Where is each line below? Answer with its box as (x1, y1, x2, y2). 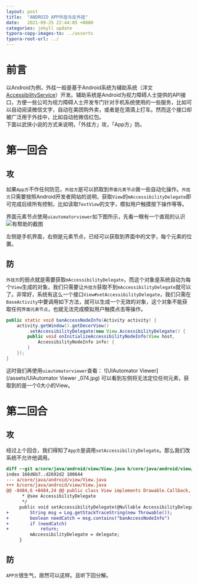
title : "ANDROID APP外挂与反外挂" (6, 14, 88, 20)
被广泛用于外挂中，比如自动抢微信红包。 (6, 113, 104, 120)
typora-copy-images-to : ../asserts (6, 31, 94, 37)
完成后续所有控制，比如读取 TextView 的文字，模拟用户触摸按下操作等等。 (11, 200, 187, 207)
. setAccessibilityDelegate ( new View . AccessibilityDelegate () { (27, 328, 186, 334)
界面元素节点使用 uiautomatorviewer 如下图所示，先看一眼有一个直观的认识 (6, 213, 186, 220)
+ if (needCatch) (6, 520, 67, 527)
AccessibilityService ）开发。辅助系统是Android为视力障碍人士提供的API (6, 91, 181, 98)
